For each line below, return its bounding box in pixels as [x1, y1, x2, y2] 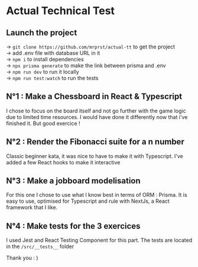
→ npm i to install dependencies [6, 56, 84, 62]
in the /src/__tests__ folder [6, 243, 74, 250]
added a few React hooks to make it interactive [6, 159, 121, 166]
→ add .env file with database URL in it [6, 50, 100, 57]
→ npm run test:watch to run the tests [6, 75, 99, 81]
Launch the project [6, 28, 77, 38]
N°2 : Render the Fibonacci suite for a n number [6, 137, 184, 147]
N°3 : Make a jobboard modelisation [6, 176, 141, 186]
